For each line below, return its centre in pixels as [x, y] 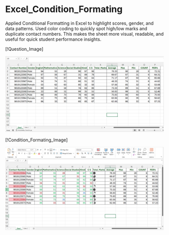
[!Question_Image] [24, 49]
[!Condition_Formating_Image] [36, 140]
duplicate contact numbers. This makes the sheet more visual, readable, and [84, 34]
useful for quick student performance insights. [53, 39]
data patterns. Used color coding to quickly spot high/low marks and [76, 28]
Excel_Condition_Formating [64, 9]
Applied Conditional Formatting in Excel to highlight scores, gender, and [79, 23]
